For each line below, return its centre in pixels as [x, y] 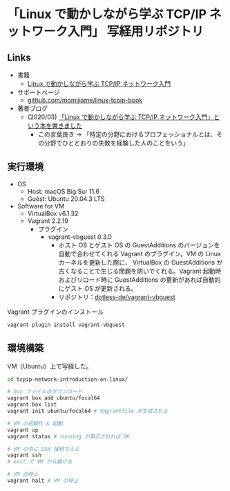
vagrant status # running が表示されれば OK [68, 436]
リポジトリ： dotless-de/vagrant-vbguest [117, 297]
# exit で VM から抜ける [40, 462]
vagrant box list [32, 405]
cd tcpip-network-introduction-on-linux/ [68, 379]
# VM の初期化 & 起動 [35, 423]
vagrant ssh [24, 455]
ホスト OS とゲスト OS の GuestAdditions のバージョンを [139, 245]
